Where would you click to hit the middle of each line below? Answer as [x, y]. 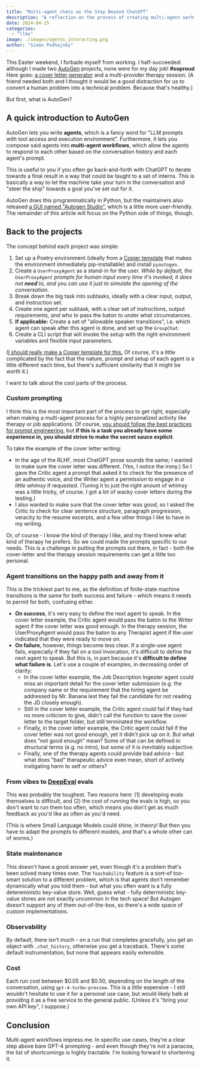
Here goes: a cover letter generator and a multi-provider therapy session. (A [100, 75]
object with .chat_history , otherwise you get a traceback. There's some [95, 946]
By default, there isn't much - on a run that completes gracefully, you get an [100, 939]
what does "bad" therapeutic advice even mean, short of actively [104, 760]
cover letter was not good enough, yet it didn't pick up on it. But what [109, 735]
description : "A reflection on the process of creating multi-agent [93, 17]
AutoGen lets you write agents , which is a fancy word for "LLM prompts [95, 132]
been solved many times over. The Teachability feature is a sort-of [89, 873]
